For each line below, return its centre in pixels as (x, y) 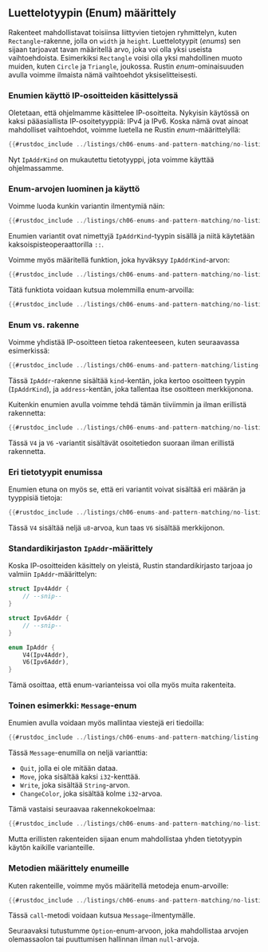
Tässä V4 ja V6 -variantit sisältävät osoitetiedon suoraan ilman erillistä (122, 443)
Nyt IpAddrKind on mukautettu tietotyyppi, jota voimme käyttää (111, 160)
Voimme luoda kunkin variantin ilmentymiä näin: (87, 206)
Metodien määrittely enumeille (69, 868)
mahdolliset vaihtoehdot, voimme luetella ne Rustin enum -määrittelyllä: (124, 130)
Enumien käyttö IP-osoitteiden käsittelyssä (93, 95)
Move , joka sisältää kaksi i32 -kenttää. (80, 776)
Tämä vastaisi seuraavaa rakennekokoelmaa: (82, 809)
